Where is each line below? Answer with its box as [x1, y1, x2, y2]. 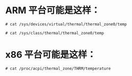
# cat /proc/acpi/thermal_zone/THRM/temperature [5, 66, 111, 71]
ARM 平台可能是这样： [5, 5, 101, 16]
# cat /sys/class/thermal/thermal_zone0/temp [5, 30, 104, 35]
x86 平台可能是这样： [5, 49, 96, 61]
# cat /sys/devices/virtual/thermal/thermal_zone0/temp [5, 21, 127, 27]
